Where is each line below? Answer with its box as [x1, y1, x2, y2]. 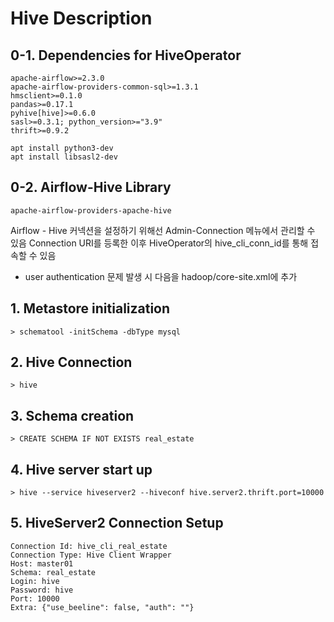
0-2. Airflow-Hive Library [10, 179, 172, 196]
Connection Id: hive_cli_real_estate [10, 541, 168, 551]
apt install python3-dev [10, 143, 114, 153]
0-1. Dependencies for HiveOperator [10, 47, 242, 64]
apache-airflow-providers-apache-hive [10, 205, 172, 216]
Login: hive [10, 576, 60, 586]
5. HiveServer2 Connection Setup [10, 515, 224, 532]
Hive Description [10, 7, 153, 30]
